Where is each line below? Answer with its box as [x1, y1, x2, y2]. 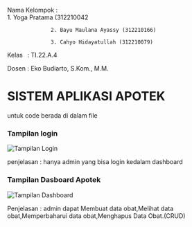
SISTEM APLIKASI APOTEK [7, 89, 166, 105]
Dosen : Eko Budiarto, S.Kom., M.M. [7, 64, 109, 72]
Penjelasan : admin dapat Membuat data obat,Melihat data [7, 204, 174, 212]
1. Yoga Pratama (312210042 [7, 13, 89, 21]
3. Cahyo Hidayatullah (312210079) [51, 39, 154, 46]
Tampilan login [7, 128, 58, 138]
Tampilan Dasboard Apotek [7, 175, 101, 185]
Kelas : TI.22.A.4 [7, 51, 58, 59]
